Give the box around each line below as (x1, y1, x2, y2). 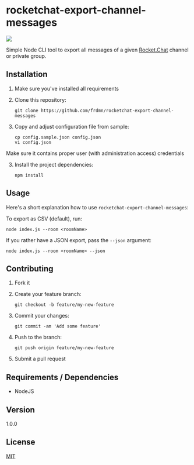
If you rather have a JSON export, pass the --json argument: (6, 236, 151, 243)
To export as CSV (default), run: (6, 215, 83, 222)
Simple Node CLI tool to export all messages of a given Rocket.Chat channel (6, 46, 189, 53)
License (6, 437, 36, 447)
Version (6, 405, 35, 415)
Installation (6, 70, 48, 80)
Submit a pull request (14, 355, 66, 363)
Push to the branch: (14, 334, 62, 341)
